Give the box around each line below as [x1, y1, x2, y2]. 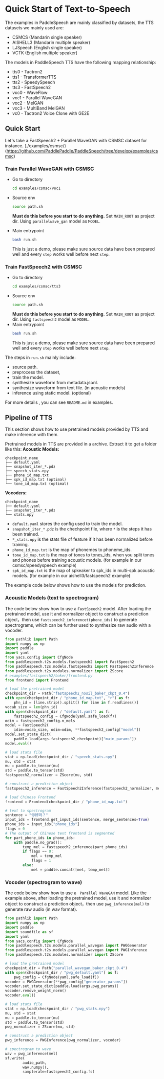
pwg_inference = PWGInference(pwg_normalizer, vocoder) [5, 1038, 121, 1043]
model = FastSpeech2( [5, 723, 49, 728]
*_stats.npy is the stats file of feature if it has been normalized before [12, 536, 153, 542]
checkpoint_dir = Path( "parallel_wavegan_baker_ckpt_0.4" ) [5, 966, 128, 970]
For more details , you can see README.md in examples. [5, 399, 113, 405]
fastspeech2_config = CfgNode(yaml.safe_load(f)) [14, 714, 117, 719]
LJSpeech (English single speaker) [12, 44, 82, 50]
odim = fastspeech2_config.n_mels [5, 718, 76, 723]
